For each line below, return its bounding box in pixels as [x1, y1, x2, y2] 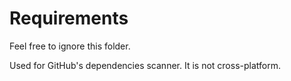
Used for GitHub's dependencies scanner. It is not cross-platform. [9, 59, 281, 71]
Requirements [9, 7, 129, 30]
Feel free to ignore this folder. [9, 40, 131, 52]
